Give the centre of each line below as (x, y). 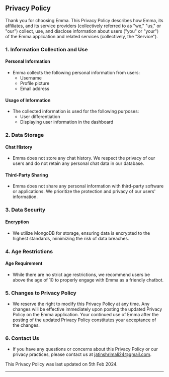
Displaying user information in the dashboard (67, 122)
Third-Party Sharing (27, 175)
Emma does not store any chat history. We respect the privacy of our (84, 158)
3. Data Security (25, 210)
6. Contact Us (22, 338)
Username (31, 78)
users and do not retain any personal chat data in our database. (78, 163)
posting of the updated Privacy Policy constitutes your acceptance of (84, 320)
